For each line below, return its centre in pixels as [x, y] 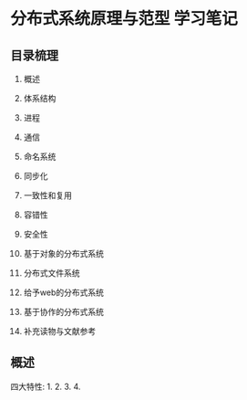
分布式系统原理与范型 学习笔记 [124, 19]
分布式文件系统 [51, 273]
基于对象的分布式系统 [63, 253]
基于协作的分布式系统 [63, 312]
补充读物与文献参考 [60, 331]
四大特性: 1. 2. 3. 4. [46, 386]
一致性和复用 [47, 195]
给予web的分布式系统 [63, 292]
